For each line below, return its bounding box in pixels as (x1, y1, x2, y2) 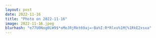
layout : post (5, 7, 32, 12)
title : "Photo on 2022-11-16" (5, 16, 68, 21)
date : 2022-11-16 (5, 12, 41, 17)
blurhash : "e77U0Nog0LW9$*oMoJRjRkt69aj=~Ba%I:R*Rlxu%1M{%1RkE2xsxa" (5, 26, 152, 31)
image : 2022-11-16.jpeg (5, 21, 54, 26)
